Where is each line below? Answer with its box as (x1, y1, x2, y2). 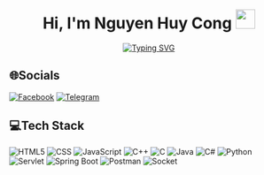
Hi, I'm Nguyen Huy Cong (43, 13, 232, 34)
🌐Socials (9, 68, 60, 83)
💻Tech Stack (9, 118, 85, 133)
